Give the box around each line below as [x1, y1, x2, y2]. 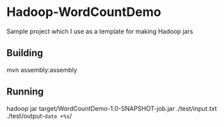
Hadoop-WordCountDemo [6, 4, 161, 20]
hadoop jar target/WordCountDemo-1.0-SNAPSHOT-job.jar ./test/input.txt [6, 104, 217, 112]
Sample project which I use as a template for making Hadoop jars [6, 27, 193, 35]
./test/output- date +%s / [6, 112, 72, 120]
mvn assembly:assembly [6, 65, 78, 74]
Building [6, 47, 43, 59]
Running [6, 86, 45, 98]
